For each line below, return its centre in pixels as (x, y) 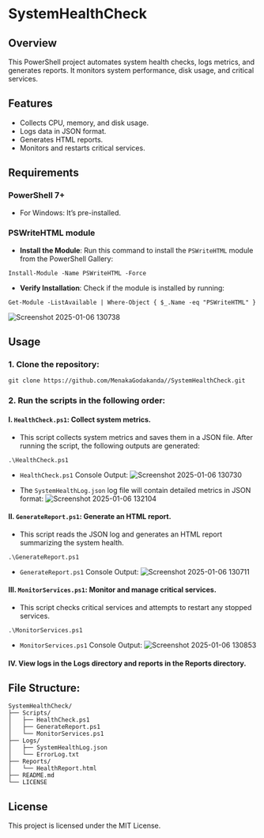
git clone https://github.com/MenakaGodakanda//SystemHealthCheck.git (127, 381)
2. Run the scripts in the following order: (87, 400)
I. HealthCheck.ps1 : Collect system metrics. (80, 419)
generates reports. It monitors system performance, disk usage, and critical (131, 70)
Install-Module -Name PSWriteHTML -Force (77, 273)
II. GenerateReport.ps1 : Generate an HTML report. (90, 517)
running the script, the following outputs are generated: (109, 446)
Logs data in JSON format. (63, 131)
